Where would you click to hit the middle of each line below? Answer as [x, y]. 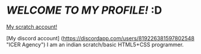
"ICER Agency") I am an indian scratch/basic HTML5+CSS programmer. [95, 45]
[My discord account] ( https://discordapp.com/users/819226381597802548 [100, 38]
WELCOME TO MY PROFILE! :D [84, 10]
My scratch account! [32, 27]
